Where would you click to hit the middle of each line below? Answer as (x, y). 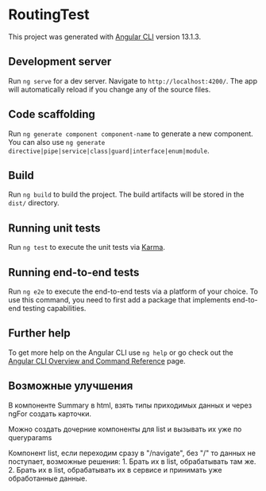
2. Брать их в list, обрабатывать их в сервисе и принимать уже (115, 470)
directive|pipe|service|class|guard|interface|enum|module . (109, 150)
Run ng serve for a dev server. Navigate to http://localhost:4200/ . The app (133, 80)
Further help (40, 333)
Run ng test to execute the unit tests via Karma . (87, 247)
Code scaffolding (52, 114)
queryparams (30, 437)
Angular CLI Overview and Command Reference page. (97, 360)
